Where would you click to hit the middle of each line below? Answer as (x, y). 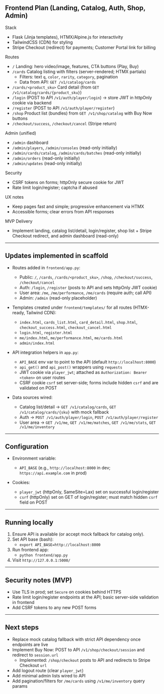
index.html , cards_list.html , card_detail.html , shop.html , (78, 322)
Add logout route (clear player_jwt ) (48, 671)
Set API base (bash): (33, 539)
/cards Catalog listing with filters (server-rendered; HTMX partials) (79, 71)
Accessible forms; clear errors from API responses (63, 211)
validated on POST (38, 388)
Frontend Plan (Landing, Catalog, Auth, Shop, (75, 8)
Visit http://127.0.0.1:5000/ (41, 560)
